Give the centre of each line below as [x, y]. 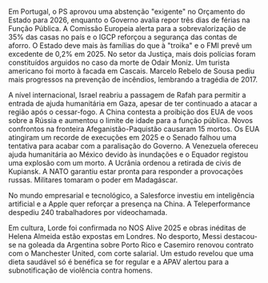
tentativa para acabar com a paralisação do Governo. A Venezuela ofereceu [133, 146]
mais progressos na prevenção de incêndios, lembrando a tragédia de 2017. [133, 80]
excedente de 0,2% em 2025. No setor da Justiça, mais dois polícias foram [132, 54]
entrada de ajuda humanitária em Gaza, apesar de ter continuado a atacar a [133, 104]
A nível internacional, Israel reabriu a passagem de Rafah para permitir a [127, 95]
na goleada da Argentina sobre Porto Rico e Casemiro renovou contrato [136, 245]
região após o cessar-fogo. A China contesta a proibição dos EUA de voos [131, 112]
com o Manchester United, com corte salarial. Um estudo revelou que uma [131, 253]
